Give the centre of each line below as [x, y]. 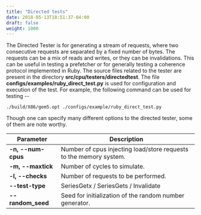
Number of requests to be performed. [113, 176]
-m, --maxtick [31, 167]
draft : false [22, 23]
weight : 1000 [22, 28]
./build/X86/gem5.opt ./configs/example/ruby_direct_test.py [84, 107]
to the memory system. [93, 157]
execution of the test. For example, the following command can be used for [99, 90]
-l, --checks [28, 176]
